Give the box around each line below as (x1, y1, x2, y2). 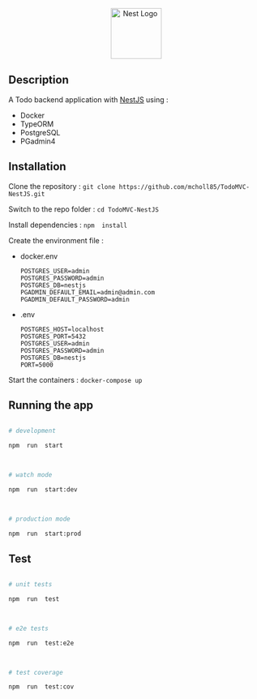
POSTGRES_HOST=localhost (19, 325, 105, 333)
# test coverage (8, 668, 63, 676)
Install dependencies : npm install (8, 220, 128, 229)
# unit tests (8, 581, 53, 589)
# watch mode (8, 471, 53, 479)
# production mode (8, 515, 71, 523)
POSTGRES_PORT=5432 (19, 332, 87, 341)
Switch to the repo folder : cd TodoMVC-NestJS (8, 204, 160, 214)
